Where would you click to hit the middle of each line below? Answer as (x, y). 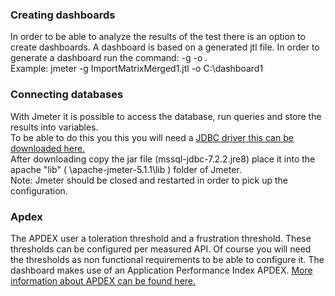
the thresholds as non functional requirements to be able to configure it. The (167, 259)
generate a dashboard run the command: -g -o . (109, 58)
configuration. (39, 190)
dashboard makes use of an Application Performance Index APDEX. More (161, 270)
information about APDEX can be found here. (103, 280)
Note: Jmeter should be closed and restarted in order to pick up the (149, 180)
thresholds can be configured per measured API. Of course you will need (161, 249)
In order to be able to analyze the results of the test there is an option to (158, 37)
